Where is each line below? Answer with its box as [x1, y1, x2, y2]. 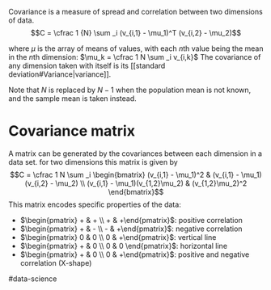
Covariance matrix [8, 122, 136, 141]
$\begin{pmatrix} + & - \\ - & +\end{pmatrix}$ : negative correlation [19, 224, 243, 233]
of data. [8, 15, 35, 25]
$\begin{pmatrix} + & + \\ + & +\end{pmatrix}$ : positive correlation [19, 215, 243, 225]
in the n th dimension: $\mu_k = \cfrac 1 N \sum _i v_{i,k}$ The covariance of [8, 53, 261, 61]
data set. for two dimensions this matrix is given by [8, 157, 178, 166]
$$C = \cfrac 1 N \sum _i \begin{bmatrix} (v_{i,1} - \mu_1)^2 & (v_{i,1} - [10, 170, 240, 179]
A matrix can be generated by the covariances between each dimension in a [8, 149, 263, 158]
